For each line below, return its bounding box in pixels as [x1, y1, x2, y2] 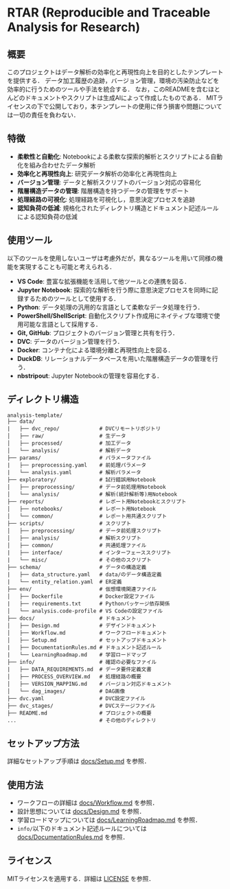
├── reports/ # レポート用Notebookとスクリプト [7, 498, 187, 505]
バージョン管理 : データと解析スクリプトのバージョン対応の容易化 [16, 178, 201, 186]
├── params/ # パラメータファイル [7, 454, 152, 461]
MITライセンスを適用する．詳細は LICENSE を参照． [7, 874, 155, 883]
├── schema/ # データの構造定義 [7, 564, 147, 571]
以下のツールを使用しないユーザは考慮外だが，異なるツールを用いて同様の [7, 254, 218, 262]
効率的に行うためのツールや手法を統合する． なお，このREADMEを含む [7, 85, 209, 93]
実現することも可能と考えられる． [19, 262, 115, 270]
